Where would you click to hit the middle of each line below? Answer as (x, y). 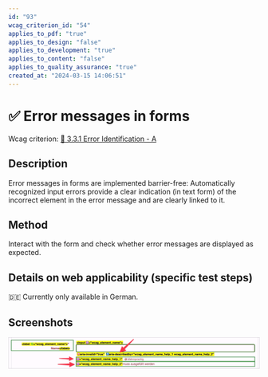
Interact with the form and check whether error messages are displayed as (131, 244)
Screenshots (41, 322)
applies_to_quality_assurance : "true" (73, 68)
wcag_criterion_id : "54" (49, 25)
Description (38, 164)
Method (28, 224)
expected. (25, 253)
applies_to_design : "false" (55, 42)
